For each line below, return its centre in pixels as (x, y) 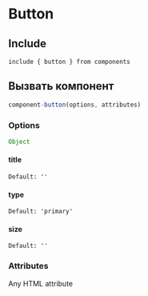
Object (19, 142)
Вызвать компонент (61, 86)
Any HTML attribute (41, 283)
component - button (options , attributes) (75, 105)
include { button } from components (69, 62)
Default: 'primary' (41, 212)
